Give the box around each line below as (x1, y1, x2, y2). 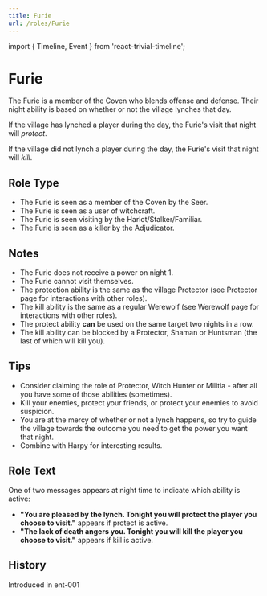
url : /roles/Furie (8, 19, 70, 27)
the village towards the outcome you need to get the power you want (19, 423, 248, 433)
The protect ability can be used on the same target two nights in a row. (19, 319, 254, 329)
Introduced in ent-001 (8, 580, 80, 590)
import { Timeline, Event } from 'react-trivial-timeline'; (8, 41, 186, 51)
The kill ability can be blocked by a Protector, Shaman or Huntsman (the (19, 327, 257, 338)
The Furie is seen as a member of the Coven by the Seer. (19, 198, 208, 208)
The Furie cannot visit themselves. (19, 277, 134, 286)
